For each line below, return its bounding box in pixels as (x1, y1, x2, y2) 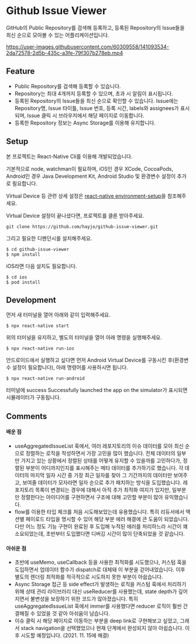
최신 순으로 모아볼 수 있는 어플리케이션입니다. (6, 31, 109, 39)
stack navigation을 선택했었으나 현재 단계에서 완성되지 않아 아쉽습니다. (20, 625, 184, 632)
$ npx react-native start (6, 323, 69, 329)
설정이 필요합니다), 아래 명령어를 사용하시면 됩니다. (12, 364, 129, 371)
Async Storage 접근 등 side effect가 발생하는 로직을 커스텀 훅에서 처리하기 (14, 581, 187, 588)
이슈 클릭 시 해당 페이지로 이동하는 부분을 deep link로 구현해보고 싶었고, (14, 617, 179, 624)
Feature (6, 66, 35, 77)
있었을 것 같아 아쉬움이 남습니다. (36, 610, 110, 617)
